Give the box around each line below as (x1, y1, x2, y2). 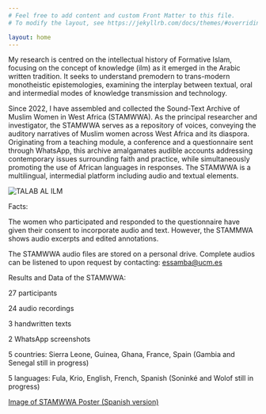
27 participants (8, 288, 58, 298)
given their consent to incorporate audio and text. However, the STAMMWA (8, 226, 253, 235)
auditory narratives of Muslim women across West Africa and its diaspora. (8, 129, 249, 139)
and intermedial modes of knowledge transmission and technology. (8, 89, 228, 98)
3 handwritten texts (8, 319, 72, 329)
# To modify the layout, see (8, 19, 104, 27)
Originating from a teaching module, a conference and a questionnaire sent (8, 138, 253, 147)
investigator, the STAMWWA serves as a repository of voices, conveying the (8, 120, 256, 131)
